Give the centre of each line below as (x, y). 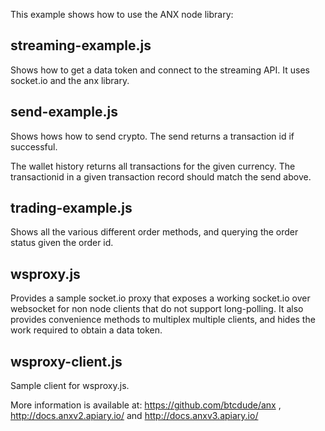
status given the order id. (62, 243)
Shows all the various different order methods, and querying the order (154, 232)
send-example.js (64, 112)
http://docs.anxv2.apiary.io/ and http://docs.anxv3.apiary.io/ (134, 416)
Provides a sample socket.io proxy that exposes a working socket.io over (160, 298)
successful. (34, 146)
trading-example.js (71, 208)
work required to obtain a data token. (86, 330)
